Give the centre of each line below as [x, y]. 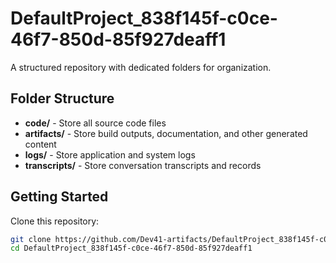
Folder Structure [62, 98]
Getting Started [59, 197]
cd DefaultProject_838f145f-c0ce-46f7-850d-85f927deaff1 [131, 248]
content [40, 144]
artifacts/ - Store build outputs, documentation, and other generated [166, 133]
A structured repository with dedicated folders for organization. [141, 67]
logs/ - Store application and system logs [110, 154]
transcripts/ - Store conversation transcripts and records [143, 165]
